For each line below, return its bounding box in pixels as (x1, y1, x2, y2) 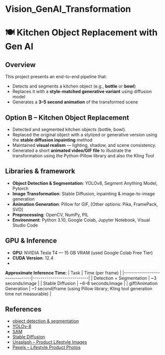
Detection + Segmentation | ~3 (93, 275, 157, 281)
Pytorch (12, 185, 29, 191)
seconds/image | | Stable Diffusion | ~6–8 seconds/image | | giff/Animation (5, 280, 158, 286)
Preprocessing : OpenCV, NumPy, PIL (12, 212, 89, 218)
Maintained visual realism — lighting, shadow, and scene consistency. (12, 142, 157, 148)
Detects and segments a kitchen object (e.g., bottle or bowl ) (12, 83, 136, 89)
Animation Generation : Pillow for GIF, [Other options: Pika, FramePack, (12, 201, 158, 207)
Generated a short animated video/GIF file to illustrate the (12, 147, 131, 153)
